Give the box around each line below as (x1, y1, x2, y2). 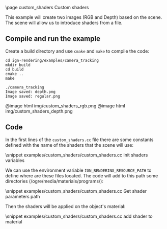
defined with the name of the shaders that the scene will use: (5, 142, 134, 148)
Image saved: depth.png (5, 89, 56, 94)
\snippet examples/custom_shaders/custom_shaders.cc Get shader (5, 188, 147, 194)
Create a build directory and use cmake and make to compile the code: (5, 48, 149, 54)
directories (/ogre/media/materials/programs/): (5, 178, 103, 184)
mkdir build (5, 62, 31, 67)
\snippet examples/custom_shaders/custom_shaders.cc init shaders (5, 152, 148, 158)
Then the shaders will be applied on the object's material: (5, 203, 126, 209)
